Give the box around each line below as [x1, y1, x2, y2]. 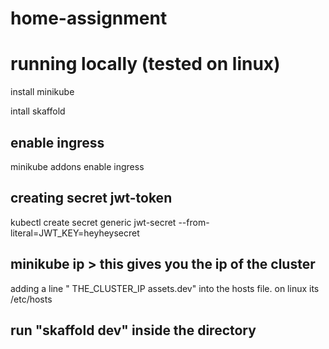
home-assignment [10, 7, 168, 30]
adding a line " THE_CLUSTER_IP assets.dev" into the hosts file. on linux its [10, 282, 320, 294]
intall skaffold [10, 105, 66, 117]
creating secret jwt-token [10, 190, 173, 207]
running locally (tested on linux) [10, 53, 281, 76]
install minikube [10, 86, 75, 98]
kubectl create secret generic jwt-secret [10, 216, 177, 228]
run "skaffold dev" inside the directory [10, 322, 257, 339]
